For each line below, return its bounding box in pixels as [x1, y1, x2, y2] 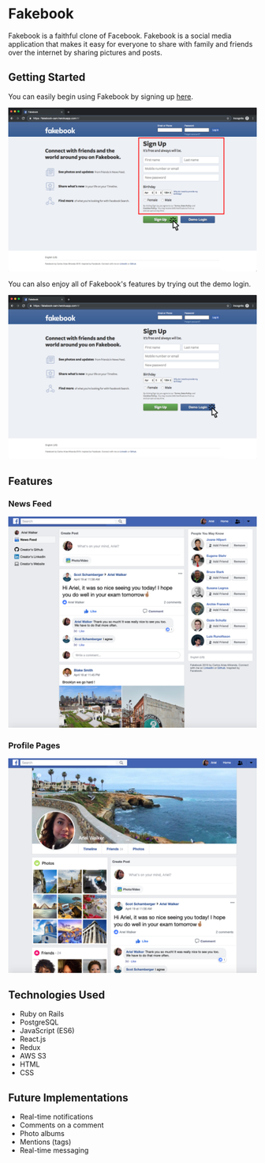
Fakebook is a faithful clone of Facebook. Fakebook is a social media [8, 31, 232, 40]
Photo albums [19, 1129, 65, 1138]
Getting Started [8, 70, 86, 84]
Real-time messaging [19, 1146, 89, 1155]
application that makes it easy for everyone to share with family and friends [8, 39, 253, 48]
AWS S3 [19, 1051, 47, 1061]
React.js [19, 1034, 47, 1044]
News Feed [8, 498, 52, 509]
